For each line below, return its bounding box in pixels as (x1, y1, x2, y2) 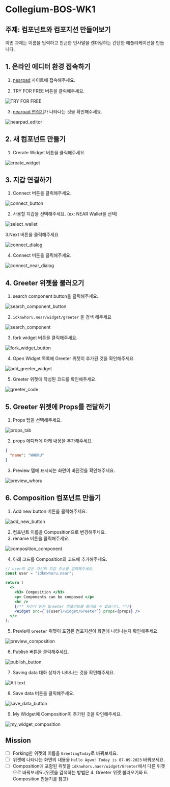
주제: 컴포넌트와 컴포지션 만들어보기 (5, 25, 111, 34)
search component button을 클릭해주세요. (12, 293, 99, 299)
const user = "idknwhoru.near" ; (5, 571, 74, 576)
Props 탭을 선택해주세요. (12, 417, 62, 423)
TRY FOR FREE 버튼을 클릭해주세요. (12, 88, 85, 94)
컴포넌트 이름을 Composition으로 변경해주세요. (12, 529, 106, 535)
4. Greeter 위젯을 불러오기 (5, 278, 84, 287)
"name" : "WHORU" (10, 452, 44, 458)
